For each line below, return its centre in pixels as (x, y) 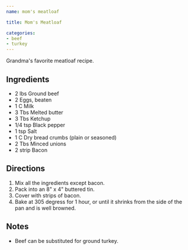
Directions (26, 169)
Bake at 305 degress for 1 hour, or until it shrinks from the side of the (98, 202)
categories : (21, 33)
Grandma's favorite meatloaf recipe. (50, 61)
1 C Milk (24, 106)
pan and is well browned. (45, 208)
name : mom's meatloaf (33, 12)
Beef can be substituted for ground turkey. (67, 241)
